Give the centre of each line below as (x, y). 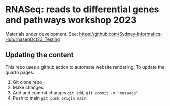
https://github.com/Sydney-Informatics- (121, 34)
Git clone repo (27, 82)
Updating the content (40, 55)
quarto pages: (20, 72)
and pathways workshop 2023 (71, 20)
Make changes (28, 87)
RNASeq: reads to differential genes (82, 9)
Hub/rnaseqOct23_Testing (33, 39)
